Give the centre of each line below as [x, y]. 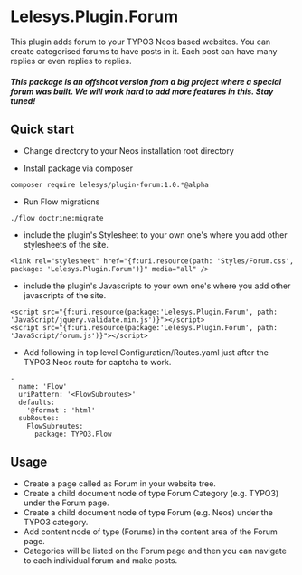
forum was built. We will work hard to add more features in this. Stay [142, 91]
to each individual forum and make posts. [100, 561]
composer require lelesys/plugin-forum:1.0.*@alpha [109, 185]
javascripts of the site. [65, 296]
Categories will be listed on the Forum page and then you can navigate [155, 551]
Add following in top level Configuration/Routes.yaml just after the [146, 353]
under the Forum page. [66, 503]
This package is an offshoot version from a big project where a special [146, 81]
